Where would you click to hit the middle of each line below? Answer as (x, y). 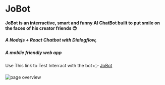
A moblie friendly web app (34, 52)
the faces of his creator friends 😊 (41, 28)
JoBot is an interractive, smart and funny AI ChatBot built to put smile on (83, 23)
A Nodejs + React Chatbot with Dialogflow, (51, 40)
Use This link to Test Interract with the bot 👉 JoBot (59, 66)
